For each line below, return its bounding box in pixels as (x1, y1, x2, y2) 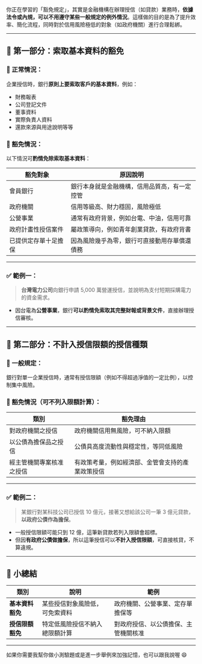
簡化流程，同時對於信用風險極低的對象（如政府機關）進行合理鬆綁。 (16, 21, 185, 28)
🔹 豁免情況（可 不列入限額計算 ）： (6, 397, 101, 406)
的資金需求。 (20, 294, 53, 301)
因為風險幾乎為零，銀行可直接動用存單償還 (70, 236, 191, 245)
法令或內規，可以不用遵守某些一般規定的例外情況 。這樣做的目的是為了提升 (6, 13, 191, 21)
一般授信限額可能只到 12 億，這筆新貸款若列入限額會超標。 (14, 528, 161, 536)
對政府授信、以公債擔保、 (114, 620, 187, 628)
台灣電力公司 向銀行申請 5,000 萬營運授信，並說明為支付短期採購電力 (20, 286, 191, 294)
